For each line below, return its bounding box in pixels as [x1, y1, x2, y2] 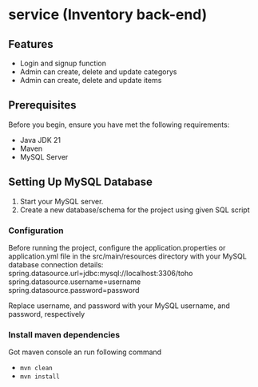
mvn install [19, 373, 60, 381]
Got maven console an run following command [8, 347, 162, 357]
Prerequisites [8, 98, 77, 113]
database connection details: [8, 259, 104, 269]
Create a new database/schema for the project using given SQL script [19, 205, 250, 215]
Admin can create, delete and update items [19, 76, 162, 85]
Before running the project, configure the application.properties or [8, 243, 226, 252]
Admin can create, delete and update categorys [19, 67, 177, 77]
